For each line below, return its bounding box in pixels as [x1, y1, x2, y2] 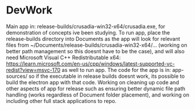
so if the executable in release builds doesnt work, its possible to [28, 73, 185, 80]
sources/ [6, 73, 28, 80]
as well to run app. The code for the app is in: [61, 66, 171, 73]
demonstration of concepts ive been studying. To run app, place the [6, 29, 170, 36]
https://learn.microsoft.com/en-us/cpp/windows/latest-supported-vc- [6, 60, 175, 67]
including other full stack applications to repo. [6, 97, 117, 104]
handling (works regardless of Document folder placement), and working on [6, 91, 189, 98]
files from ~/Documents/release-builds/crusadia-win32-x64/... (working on [6, 42, 187, 49]
